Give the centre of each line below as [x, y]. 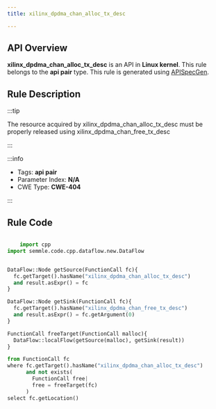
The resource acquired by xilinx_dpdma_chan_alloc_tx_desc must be [105, 124]
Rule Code [30, 223]
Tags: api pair [37, 172]
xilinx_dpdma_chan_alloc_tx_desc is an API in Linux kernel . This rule [107, 65]
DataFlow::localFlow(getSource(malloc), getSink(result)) [99, 340]
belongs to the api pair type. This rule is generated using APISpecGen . [108, 72]
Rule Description [44, 94]
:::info [15, 159]
